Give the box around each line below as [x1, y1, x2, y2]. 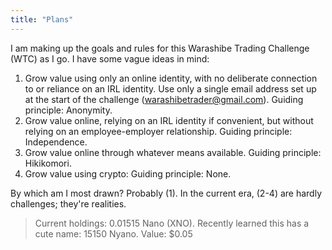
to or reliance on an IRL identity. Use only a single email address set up [24, 82, 317, 95]
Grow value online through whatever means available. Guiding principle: [24, 146, 322, 158]
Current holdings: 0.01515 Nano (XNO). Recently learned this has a [34, 217, 310, 229]
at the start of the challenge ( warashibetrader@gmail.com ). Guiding [24, 93, 304, 105]
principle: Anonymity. [24, 104, 113, 116]
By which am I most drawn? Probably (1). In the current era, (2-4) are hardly [10, 187, 323, 199]
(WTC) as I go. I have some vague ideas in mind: [10, 52, 210, 65]
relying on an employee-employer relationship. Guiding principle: [24, 125, 293, 137]
